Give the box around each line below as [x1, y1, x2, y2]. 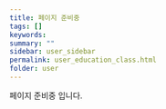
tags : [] [9, 22, 43, 31]
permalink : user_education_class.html [9, 55, 157, 64]
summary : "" [9, 38, 55, 48]
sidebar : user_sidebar [9, 47, 96, 56]
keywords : [9, 30, 47, 39]
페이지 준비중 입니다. [9, 90, 83, 101]
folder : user [9, 64, 59, 74]
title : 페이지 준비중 [9, 13, 80, 23]
